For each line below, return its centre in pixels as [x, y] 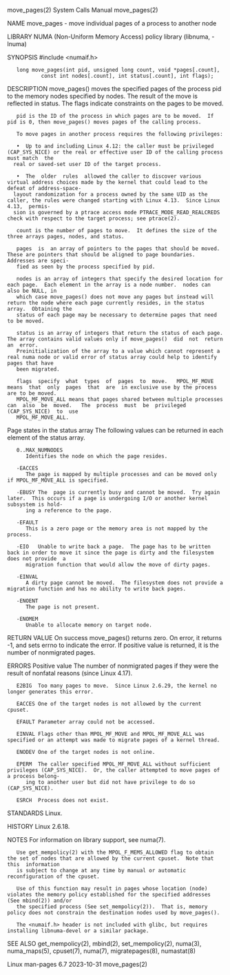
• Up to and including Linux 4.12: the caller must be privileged [115, 146]
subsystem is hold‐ [35, 504]
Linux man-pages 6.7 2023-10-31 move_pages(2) [77, 964]
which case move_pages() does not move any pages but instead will [115, 297]
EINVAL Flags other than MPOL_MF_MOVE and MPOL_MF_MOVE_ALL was [111, 734]
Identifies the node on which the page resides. [96, 456]
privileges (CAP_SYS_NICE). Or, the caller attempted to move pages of [114, 770]
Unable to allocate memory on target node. [89, 625]
